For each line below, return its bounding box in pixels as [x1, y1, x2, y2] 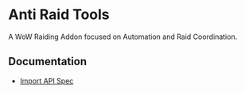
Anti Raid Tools [8, 6, 110, 24]
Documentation [8, 55, 87, 68]
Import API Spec [19, 76, 74, 85]
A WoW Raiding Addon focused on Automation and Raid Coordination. [8, 32, 238, 41]
